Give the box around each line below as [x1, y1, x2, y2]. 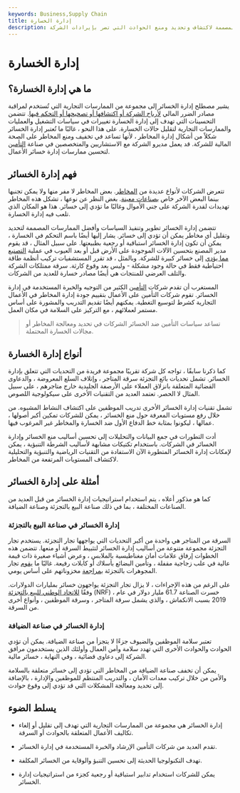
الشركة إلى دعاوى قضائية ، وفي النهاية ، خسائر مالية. [8, 652, 147, 661]
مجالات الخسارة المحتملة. [25, 327, 94, 335]
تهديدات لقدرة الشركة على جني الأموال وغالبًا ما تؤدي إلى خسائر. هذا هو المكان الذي [8, 202, 230, 211]
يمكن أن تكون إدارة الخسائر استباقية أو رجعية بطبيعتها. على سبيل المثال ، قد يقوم [8, 238, 222, 247]
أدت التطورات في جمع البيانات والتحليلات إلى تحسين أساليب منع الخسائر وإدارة [8, 433, 216, 440]
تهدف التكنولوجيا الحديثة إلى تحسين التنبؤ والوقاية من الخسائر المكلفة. [18, 756, 202, 764]
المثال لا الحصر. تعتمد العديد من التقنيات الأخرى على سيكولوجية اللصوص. [8, 390, 200, 398]
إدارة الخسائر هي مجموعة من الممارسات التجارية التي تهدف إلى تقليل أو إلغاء [18, 721, 223, 729]
